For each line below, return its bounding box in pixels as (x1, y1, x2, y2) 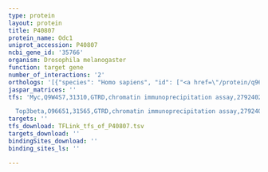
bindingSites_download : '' (8, 137, 98, 145)
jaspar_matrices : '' (8, 85, 77, 94)
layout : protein (8, 19, 62, 27)
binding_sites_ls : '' (8, 144, 81, 152)
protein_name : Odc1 (8, 33, 73, 42)
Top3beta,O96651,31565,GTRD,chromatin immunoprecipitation (15, 107, 216, 115)
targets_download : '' (8, 130, 81, 138)
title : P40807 (8, 26, 56, 34)
